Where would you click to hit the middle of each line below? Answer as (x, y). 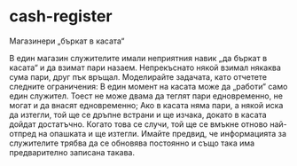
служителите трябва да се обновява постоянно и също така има (132, 143)
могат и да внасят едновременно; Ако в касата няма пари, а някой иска (146, 105)
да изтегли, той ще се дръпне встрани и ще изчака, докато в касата (138, 115)
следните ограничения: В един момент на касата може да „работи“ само (148, 86)
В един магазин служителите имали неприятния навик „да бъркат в (138, 58)
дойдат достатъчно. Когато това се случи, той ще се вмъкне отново (139, 124)
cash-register (61, 16)
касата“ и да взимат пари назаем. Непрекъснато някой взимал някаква (145, 67)
